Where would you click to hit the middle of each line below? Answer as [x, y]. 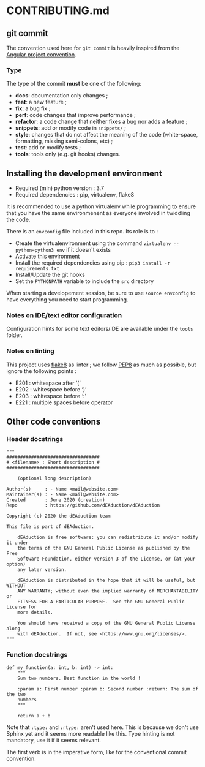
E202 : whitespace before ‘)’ [51, 389]
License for [21, 607]
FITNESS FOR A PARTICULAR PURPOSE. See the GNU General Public [101, 602]
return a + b [34, 716]
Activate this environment [47, 256]
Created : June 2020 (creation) [56, 500]
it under [17, 543]
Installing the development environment [84, 173]
